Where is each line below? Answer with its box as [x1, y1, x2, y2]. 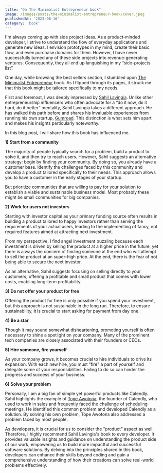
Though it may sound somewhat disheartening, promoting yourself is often [5, 327, 155, 333]
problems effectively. [5, 462, 47, 468]
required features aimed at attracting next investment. [5, 229, 113, 235]
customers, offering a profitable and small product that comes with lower [5, 274, 151, 279]
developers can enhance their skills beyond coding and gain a [5, 452, 129, 458]
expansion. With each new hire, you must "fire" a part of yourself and [5, 361, 144, 367]
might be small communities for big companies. [5, 195, 100, 200]
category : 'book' [5, 20, 40, 26]
